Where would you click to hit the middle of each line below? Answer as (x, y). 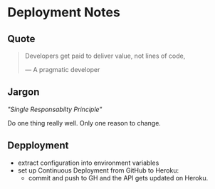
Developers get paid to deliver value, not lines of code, (105, 56)
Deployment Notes (64, 12)
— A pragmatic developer (62, 70)
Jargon (23, 92)
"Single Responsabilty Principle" (55, 109)
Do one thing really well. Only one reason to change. (84, 123)
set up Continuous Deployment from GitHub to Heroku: (98, 170)
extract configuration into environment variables (88, 163)
